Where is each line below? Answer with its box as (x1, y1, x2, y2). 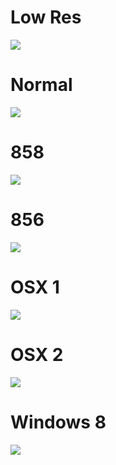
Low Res (10, 6, 82, 29)
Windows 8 (10, 411, 107, 433)
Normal (10, 74, 73, 96)
